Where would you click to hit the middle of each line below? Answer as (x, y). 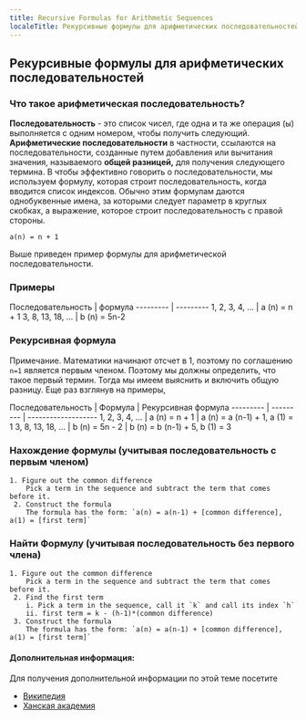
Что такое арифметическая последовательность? (127, 103)
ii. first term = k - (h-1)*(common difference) (120, 614)
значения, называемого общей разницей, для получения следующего (147, 162)
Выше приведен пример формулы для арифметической (118, 254)
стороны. (27, 221)
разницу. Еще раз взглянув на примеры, (88, 390)
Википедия (44, 695)
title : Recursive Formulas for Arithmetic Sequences (112, 18)
